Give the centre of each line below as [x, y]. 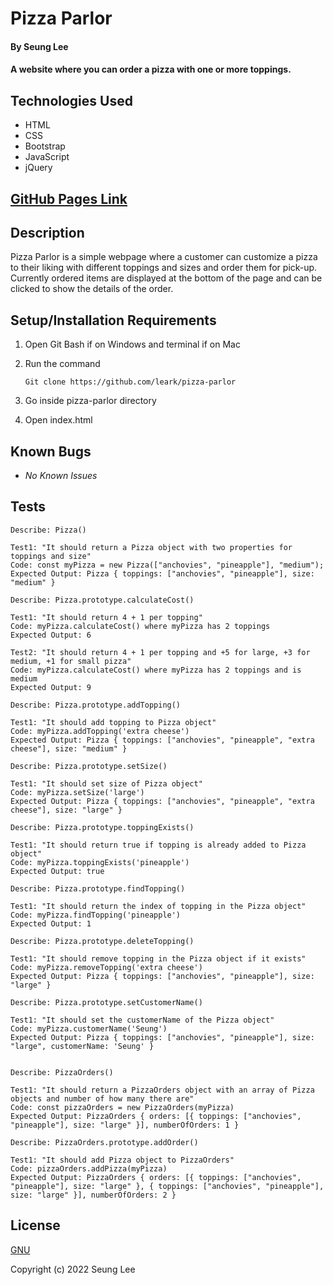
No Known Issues [61, 476]
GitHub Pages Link [69, 198]
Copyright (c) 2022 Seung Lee [73, 1269]
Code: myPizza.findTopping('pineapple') [96, 915]
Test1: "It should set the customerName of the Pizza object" [142, 1020]
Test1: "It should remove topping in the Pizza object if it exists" [158, 958]
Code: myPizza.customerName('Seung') [89, 1028]
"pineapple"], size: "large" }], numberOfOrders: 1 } [125, 1125]
